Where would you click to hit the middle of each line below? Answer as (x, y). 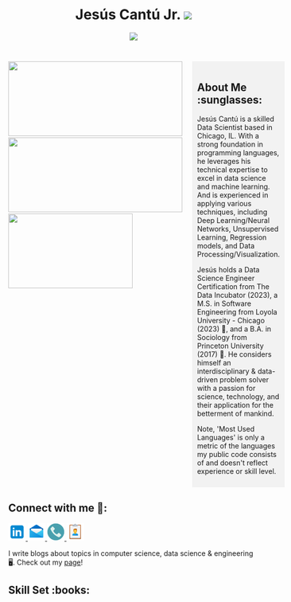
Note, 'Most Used (226, 428)
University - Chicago (231, 320)
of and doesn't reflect (233, 463)
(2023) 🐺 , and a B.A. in (235, 329)
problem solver (244, 379)
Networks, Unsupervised (238, 229)
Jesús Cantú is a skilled (236, 119)
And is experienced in (233, 195)
